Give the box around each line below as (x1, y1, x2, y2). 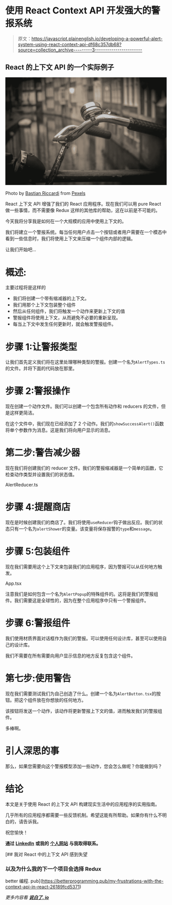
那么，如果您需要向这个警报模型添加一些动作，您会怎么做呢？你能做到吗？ (5, 763, 162, 769)
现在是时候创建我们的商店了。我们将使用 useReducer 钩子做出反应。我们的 (5, 519, 159, 526)
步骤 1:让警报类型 (5, 341, 78, 353)
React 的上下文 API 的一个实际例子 (5, 63, 114, 72)
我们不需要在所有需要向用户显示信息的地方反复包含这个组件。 (5, 653, 136, 659)
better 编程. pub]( (5, 878, 42, 884)
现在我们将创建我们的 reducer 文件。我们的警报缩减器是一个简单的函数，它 (5, 465, 164, 471)
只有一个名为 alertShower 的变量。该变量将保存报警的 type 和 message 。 (9, 526, 155, 532)
